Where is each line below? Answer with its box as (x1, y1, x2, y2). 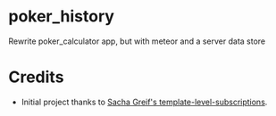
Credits (8, 67, 64, 87)
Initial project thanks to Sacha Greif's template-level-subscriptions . (21, 96, 268, 107)
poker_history (8, 6, 115, 27)
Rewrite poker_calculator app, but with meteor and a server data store (8, 36, 266, 46)
